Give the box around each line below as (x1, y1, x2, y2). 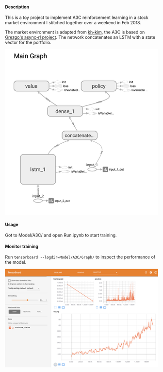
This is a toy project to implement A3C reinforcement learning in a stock (5, 15, 149, 20)
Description (5, 4, 30, 10)
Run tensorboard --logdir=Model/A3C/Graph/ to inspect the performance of (5, 254, 156, 260)
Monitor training (5, 243, 39, 249)
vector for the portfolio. (5, 39, 52, 46)
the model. (5, 259, 27, 265)
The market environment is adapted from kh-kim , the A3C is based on (5, 29, 145, 35)
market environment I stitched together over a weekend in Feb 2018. (5, 20, 142, 26)
